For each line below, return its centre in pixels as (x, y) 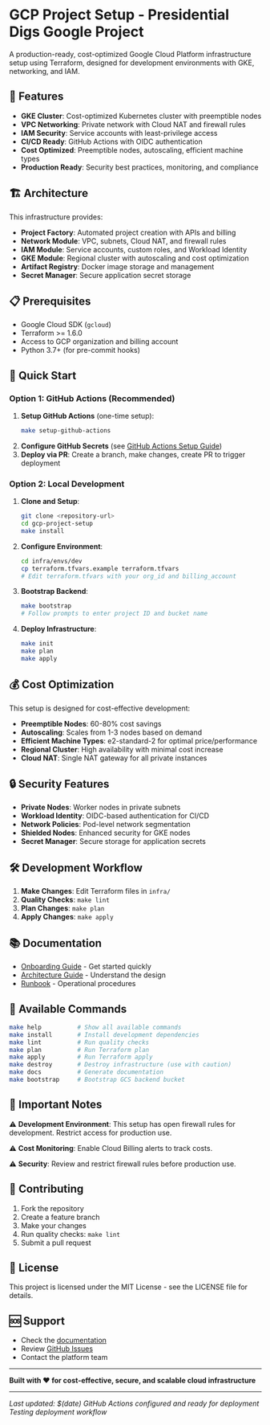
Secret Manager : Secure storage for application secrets (113, 841)
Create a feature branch (60, 1217)
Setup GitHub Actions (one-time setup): (87, 416)
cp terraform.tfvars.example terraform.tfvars (100, 568)
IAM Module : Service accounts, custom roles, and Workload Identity (134, 249)
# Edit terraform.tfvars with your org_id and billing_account (129, 576)
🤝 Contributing (46, 1189)
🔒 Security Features (59, 784)
